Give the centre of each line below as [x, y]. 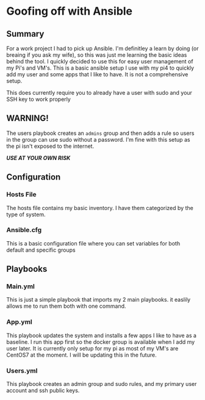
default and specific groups [41, 250]
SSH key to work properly [39, 99]
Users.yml [22, 371]
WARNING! [27, 118]
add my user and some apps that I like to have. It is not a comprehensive [97, 74]
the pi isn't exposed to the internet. [50, 146]
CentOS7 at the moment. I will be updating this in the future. [81, 355]
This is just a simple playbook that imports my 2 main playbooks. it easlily [99, 300]
